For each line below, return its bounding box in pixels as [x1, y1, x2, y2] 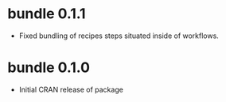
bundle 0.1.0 [7, 59, 91, 77]
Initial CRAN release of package [18, 85, 124, 94]
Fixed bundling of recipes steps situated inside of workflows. [18, 31, 220, 40]
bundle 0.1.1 [7, 5, 86, 23]
